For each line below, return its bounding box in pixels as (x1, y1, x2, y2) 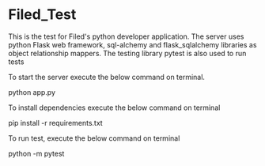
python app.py (8, 87, 56, 96)
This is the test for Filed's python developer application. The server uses (8, 32, 244, 41)
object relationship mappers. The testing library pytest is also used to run (8, 48, 247, 58)
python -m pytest (8, 149, 65, 158)
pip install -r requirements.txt (8, 118, 103, 127)
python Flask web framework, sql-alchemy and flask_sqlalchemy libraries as (8, 40, 257, 49)
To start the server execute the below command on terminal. (8, 72, 206, 81)
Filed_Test (8, 6, 77, 24)
